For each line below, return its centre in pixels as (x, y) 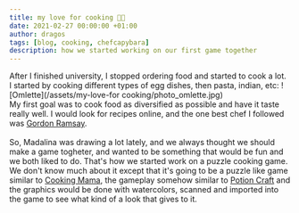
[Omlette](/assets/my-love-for (65, 95)
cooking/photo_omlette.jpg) (172, 95)
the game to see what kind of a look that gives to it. (104, 199)
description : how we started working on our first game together (133, 51)
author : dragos (37, 34)
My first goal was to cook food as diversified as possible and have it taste (144, 104)
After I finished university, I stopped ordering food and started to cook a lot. (148, 76)
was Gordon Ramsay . (48, 123)
